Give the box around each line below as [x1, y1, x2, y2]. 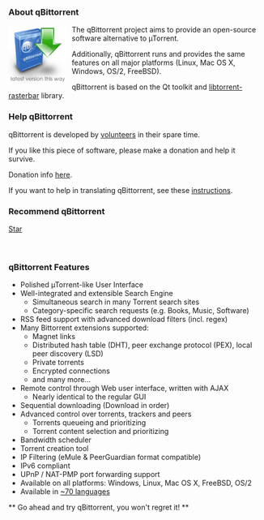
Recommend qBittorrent [8, 205, 105, 217]
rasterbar [8, 91, 40, 101]
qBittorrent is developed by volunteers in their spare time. [8, 129, 201, 140]
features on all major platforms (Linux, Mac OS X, [71, 58, 236, 67]
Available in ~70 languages [19, 487, 111, 496]
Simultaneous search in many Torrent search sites [32, 297, 200, 307]
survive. [8, 153, 36, 164]
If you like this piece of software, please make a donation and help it [8, 145, 236, 155]
